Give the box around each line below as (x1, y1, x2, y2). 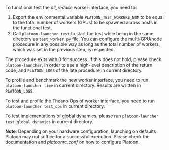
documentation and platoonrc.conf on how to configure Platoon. (5, 139, 140, 145)
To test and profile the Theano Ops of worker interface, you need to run (5, 98, 155, 104)
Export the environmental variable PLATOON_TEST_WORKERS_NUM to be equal (12, 14, 164, 20)
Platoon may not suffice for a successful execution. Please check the (5, 134, 150, 139)
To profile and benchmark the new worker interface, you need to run (5, 77, 149, 83)
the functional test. (12, 25, 52, 31)
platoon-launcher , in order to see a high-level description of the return (5, 62, 153, 68)
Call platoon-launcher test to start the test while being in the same (12, 31, 154, 36)
